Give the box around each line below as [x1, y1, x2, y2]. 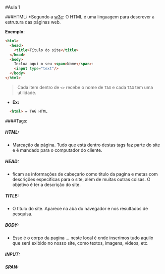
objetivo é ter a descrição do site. [12, 182, 81, 187]
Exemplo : [5, 29, 25, 34]
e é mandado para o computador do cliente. [12, 147, 103, 153]
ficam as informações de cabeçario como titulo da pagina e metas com [12, 171, 158, 177]
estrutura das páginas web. [5, 19, 61, 25]
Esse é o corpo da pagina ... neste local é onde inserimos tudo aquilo [12, 235, 154, 241]
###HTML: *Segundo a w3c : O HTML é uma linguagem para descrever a [5, 14, 155, 19]
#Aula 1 [5, 4, 20, 10]
